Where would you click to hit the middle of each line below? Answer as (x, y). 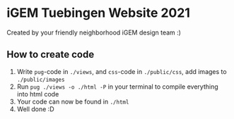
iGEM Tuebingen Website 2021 (98, 13)
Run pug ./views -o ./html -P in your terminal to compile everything (117, 87)
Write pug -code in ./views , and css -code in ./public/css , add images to (122, 71)
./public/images (41, 80)
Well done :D (35, 109)
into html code (38, 94)
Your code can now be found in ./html (73, 101)
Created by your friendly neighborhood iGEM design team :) (94, 32)
